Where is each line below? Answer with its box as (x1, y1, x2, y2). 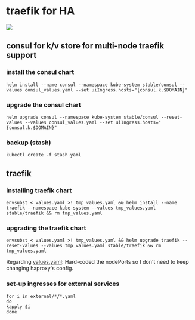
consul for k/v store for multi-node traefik (6, 41, 165, 51)
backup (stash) (6, 139, 51, 147)
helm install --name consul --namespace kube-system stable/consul (6, 82, 178, 88)
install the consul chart (6, 68, 75, 76)
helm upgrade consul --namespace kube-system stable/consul (6, 114, 159, 120)
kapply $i (6, 303, 31, 310)
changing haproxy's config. (6, 264, 73, 272)
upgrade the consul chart (6, 100, 82, 109)
